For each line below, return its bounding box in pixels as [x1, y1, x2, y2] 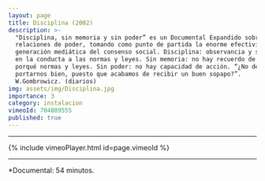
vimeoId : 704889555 [8, 107, 73, 115]
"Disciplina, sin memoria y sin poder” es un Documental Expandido [15, 33, 242, 42]
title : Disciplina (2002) [8, 19, 93, 27]
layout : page [8, 11, 51, 20]
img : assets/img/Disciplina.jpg [8, 84, 114, 93]
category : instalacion [8, 99, 83, 107]
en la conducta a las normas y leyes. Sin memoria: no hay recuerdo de [15, 56, 256, 64]
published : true [8, 114, 62, 122]
